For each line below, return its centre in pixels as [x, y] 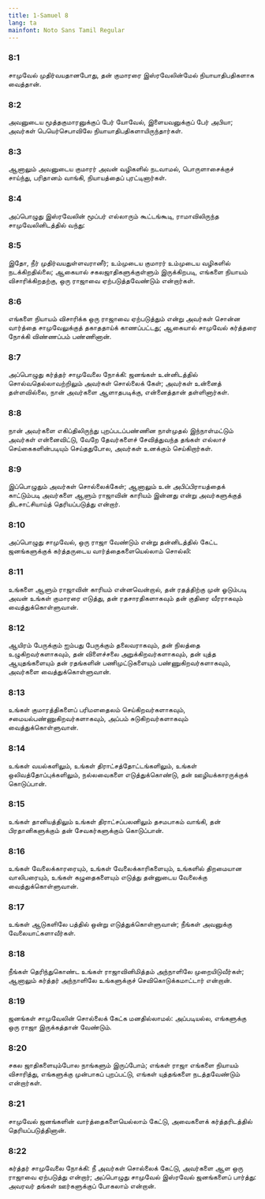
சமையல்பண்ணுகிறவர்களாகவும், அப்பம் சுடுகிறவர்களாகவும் [98, 719]
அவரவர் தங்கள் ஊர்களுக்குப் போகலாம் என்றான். [82, 1186]
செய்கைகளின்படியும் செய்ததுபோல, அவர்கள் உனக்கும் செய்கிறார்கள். [110, 448]
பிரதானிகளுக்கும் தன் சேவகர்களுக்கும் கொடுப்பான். [86, 830]
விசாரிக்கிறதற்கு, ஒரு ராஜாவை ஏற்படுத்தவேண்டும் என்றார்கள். [102, 280]
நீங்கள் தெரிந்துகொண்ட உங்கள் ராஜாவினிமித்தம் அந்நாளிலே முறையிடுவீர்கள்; [126, 971]
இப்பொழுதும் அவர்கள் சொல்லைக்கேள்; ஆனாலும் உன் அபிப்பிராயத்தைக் [117, 487]
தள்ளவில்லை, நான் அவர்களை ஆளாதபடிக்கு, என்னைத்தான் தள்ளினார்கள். [119, 392]
